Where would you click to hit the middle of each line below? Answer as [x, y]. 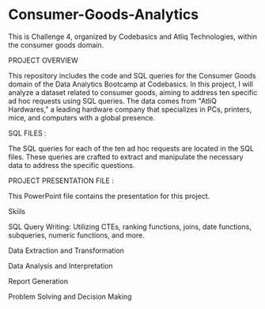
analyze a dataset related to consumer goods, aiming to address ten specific [133, 92]
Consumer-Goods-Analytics [104, 15]
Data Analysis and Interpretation [61, 265]
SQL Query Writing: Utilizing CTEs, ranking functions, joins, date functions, [130, 227]
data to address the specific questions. [72, 165]
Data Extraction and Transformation [66, 250]
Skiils [17, 211]
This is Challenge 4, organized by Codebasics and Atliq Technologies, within [133, 36]
